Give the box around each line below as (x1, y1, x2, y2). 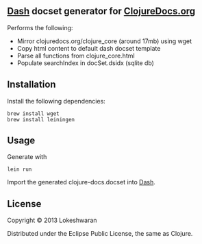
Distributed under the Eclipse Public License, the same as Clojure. (7, 230, 193, 238)
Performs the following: (7, 23, 73, 32)
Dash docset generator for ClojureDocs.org (7, 5, 196, 17)
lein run (7, 166, 32, 173)
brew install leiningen (7, 116, 75, 123)
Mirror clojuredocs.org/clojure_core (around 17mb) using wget (16, 37, 192, 45)
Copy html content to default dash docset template (16, 44, 161, 52)
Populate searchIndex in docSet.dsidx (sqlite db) (16, 58, 154, 67)
